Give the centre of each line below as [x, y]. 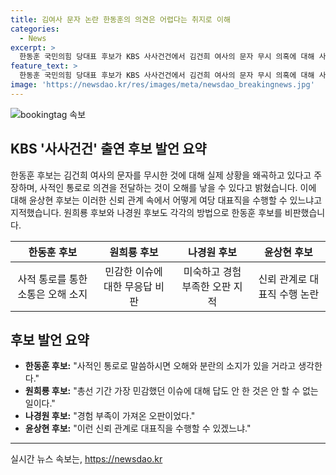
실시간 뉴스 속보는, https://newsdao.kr [86, 459]
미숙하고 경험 [212, 271]
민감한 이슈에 [133, 271]
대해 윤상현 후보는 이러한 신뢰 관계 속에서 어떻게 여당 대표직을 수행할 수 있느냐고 [166, 200]
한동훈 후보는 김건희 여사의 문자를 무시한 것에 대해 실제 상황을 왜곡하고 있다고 [161, 175]
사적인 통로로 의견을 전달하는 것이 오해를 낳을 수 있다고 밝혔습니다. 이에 [178, 187]
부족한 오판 [206, 286]
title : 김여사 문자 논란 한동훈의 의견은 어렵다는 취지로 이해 [120, 19]
